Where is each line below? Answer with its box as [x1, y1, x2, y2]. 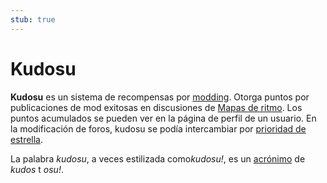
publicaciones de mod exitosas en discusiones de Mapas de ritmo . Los [10, 101, 303, 113]
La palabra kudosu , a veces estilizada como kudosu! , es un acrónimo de [10, 152, 306, 165]
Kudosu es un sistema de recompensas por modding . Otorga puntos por [10, 91, 310, 103]
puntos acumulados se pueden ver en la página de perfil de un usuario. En [10, 112, 317, 124]
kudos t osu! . [10, 163, 64, 175]
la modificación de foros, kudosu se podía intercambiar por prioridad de [10, 122, 307, 135]
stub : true [10, 14, 56, 25]
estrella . [10, 133, 44, 145]
